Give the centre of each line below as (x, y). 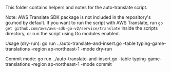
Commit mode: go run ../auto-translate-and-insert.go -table (68, 59)
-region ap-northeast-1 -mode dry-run (72, 49)
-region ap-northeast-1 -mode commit (71, 64)
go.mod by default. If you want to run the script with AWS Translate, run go (84, 23)
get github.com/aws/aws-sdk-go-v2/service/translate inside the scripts (82, 28)
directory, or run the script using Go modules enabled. (63, 33)
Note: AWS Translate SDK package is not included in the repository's (78, 17)
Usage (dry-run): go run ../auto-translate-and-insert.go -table (71, 43)
